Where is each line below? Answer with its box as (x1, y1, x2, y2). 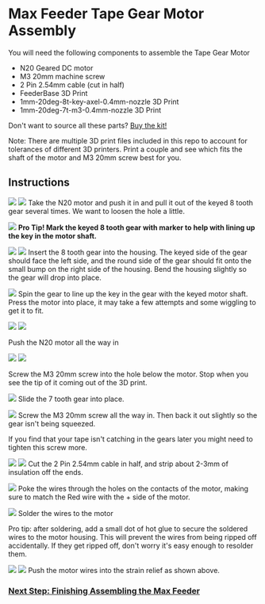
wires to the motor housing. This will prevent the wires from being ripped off (8, 532, 257, 541)
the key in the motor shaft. (8, 231, 97, 240)
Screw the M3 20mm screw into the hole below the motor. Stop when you (8, 369, 248, 379)
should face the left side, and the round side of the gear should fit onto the (8, 255, 252, 266)
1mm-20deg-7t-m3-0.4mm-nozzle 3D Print (19, 105, 162, 115)
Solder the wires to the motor (17, 508, 113, 518)
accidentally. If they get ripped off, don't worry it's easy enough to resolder (8, 541, 254, 550)
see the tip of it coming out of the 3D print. (8, 377, 148, 387)
